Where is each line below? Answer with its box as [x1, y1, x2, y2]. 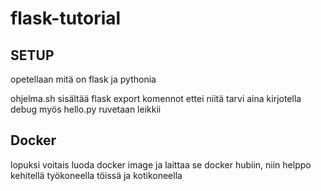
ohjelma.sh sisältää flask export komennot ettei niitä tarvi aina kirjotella [10, 93, 302, 104]
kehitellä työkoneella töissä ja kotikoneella [10, 169, 183, 181]
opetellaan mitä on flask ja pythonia [10, 73, 157, 85]
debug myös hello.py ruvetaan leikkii [10, 103, 162, 115]
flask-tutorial [10, 7, 122, 30]
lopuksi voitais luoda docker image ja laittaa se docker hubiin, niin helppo [10, 158, 312, 171]
